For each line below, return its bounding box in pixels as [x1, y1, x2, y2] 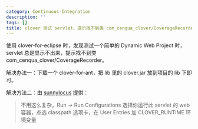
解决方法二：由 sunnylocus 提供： [6, 89, 89, 96]
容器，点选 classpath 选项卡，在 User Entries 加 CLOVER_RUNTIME [20, 109, 184, 116]
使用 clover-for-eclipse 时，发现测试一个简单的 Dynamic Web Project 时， [6, 42, 186, 49]
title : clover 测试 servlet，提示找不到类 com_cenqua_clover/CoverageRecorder [6, 25, 196, 31]
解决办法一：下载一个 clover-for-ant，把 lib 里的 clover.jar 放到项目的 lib [6, 69, 181, 77]
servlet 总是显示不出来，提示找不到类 [6, 49, 97, 57]
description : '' [6, 14, 46, 20]
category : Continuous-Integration [6, 8, 91, 15]
